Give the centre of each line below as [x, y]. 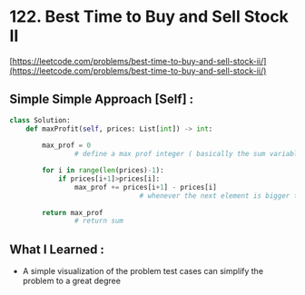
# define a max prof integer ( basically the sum [170, 154]
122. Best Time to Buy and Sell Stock [149, 17]
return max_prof [73, 212]
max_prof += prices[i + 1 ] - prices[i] [146, 187]
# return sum [99, 221]
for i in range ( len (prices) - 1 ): [103, 171]
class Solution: [40, 120]
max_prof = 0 [67, 146]
